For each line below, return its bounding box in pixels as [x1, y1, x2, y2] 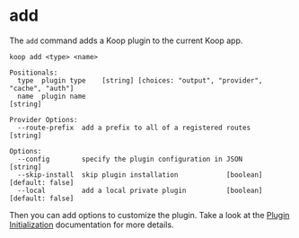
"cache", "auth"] [9, 84, 75, 93]
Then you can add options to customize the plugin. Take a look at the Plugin [9, 209, 290, 220]
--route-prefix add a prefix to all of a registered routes [17, 123, 251, 132]
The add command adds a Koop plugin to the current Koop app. [9, 35, 243, 46]
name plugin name [17, 92, 87, 101]
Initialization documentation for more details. [9, 219, 174, 230]
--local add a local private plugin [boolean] [17, 186, 263, 195]
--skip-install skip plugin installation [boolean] [17, 170, 263, 180]
